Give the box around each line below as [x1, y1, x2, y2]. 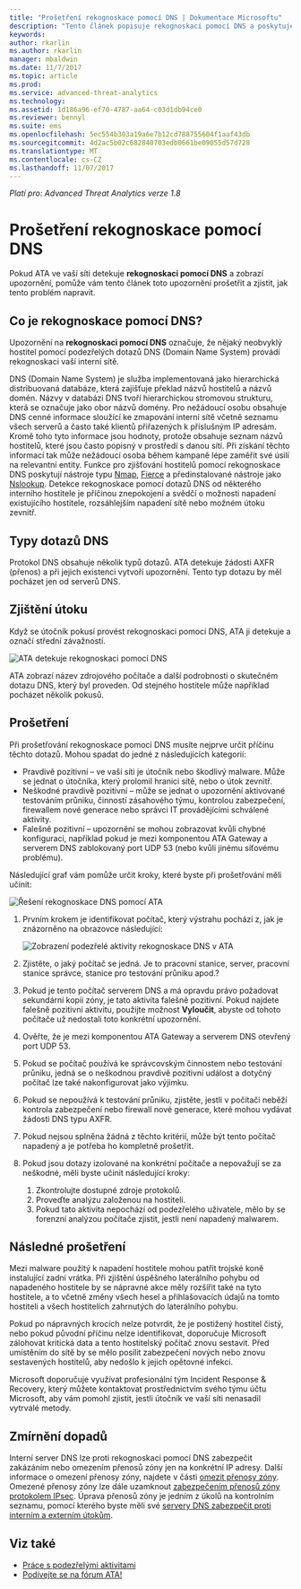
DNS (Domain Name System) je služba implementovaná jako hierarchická [9, 373, 279, 384]
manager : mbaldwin [9, 55, 78, 64]
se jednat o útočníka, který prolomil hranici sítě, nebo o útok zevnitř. [21, 776, 273, 786]
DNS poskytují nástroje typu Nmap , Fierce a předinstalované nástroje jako [9, 469, 282, 480]
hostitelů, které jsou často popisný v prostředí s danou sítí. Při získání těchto [9, 441, 290, 452]
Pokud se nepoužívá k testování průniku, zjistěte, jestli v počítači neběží [21, 1094, 288, 1105]
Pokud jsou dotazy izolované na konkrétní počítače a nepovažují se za [21, 1157, 282, 1168]
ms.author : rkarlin [9, 47, 82, 56]
